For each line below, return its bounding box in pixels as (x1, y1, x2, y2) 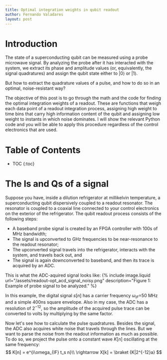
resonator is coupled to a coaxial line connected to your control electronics (5, 205, 159, 211)
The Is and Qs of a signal (5, 178, 109, 189)
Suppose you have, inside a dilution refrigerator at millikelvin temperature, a (5, 195, 161, 201)
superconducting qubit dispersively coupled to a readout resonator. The (5, 200, 153, 206)
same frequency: (5, 341, 40, 347)
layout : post (5, 16, 32, 21)
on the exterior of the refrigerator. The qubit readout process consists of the (5, 210, 162, 217)
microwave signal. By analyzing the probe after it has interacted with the (5, 60, 154, 66)
